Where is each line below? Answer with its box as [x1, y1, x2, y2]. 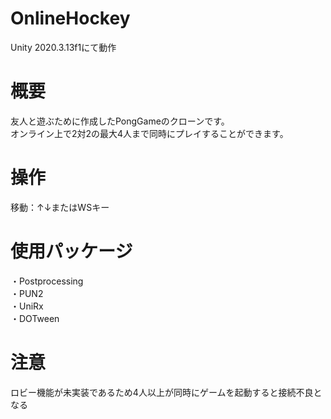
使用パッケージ [10, 240, 133, 262]
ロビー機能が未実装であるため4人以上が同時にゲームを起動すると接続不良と [10, 386, 323, 398]
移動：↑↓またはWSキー [10, 201, 110, 213]
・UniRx [10, 300, 44, 312]
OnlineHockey [10, 7, 131, 30]
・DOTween [10, 312, 60, 324]
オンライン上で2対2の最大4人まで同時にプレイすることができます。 [10, 127, 289, 139]
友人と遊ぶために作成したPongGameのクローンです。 [10, 115, 230, 127]
